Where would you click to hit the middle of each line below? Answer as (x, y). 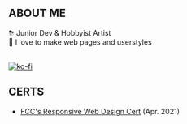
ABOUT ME (37, 13)
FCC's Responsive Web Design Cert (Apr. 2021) (100, 111)
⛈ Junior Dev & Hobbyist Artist (60, 32)
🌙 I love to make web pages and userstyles (80, 42)
